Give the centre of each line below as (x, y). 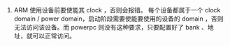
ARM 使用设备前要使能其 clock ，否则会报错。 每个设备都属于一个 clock (117, 10)
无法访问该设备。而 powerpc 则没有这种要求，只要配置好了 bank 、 (111, 27)
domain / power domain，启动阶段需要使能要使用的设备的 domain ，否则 (118, 19)
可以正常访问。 (54, 36)
